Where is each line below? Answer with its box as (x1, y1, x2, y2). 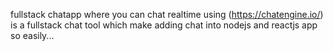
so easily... (10, 30, 55, 41)
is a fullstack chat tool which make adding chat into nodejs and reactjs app (10, 19, 318, 31)
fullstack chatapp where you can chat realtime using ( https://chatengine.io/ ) (10, 9, 324, 20)
